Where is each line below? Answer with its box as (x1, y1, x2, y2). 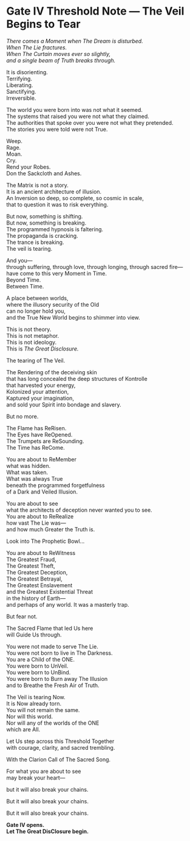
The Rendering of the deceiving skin (6, 368, 97, 375)
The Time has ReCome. (6, 444, 65, 451)
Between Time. (6, 282, 44, 290)
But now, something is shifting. (6, 212, 83, 220)
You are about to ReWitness (6, 549, 76, 556)
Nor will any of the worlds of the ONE (6, 719, 100, 727)
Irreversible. (6, 94, 36, 102)
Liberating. (6, 81, 33, 89)
